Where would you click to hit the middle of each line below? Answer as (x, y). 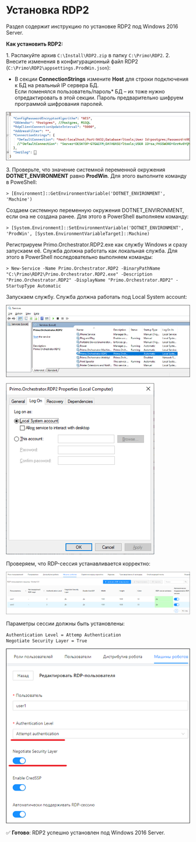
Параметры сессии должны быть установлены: (66, 624)
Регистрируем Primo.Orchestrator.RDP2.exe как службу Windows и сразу (97, 244)
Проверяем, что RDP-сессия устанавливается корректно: (78, 564)
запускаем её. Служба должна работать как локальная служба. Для (92, 251)
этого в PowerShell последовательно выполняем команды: (80, 257)
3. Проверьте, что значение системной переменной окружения (85, 170)
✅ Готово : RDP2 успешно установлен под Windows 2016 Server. (85, 832)
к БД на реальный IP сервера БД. (57, 85)
